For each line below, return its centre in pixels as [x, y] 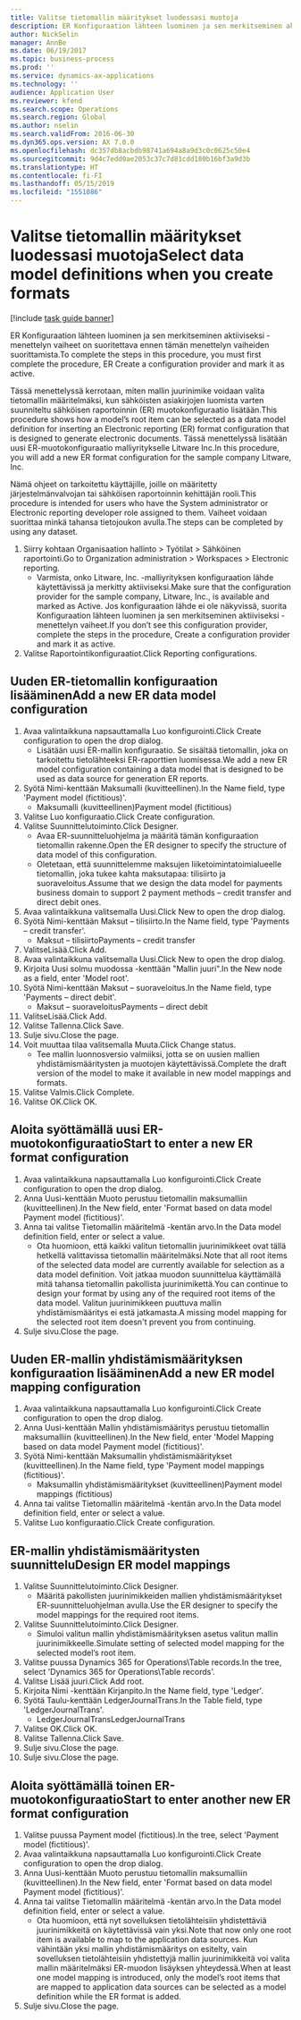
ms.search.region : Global [58, 117]
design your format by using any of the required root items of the [156, 1293]
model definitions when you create [142, 275]
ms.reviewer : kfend [46, 101]
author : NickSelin [44, 34]
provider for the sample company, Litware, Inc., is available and [153, 596]
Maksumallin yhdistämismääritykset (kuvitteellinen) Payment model [159, 1484]
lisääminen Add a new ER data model [113, 695]
